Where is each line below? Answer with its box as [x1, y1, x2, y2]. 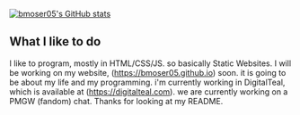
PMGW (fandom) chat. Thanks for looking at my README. [9, 95, 224, 106]
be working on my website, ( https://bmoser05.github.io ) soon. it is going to [9, 67, 287, 78]
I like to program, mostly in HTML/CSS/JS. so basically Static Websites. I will [9, 58, 292, 69]
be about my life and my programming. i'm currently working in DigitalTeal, [9, 77, 286, 87]
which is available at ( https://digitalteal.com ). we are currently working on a [9, 86, 288, 97]
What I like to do [9, 34, 101, 49]
